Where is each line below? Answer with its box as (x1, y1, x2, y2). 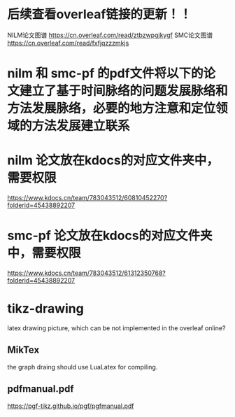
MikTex (7, 344, 40, 356)
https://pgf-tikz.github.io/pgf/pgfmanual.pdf (7, 402, 134, 410)
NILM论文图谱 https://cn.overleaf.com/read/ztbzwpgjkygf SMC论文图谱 (7, 31, 213, 39)
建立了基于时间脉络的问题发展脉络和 (20, 83, 229, 99)
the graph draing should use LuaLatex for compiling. (7, 362, 158, 371)
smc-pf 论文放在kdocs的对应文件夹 (7, 228, 213, 243)
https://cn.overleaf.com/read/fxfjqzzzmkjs (7, 38, 129, 47)
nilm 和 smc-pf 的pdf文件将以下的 (7, 66, 204, 81)
